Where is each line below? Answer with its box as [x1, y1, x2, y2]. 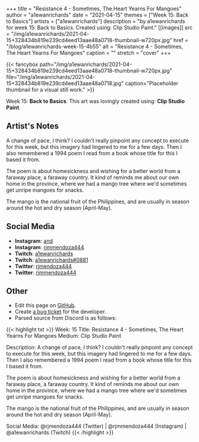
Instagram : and [14, 237, 53, 244]
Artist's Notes [6, 121, 59, 131]
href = [173, 37, 188, 43]
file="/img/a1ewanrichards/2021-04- [6, 74, 96, 80]
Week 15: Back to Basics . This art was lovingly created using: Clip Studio [6, 98, 185, 105]
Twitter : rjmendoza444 [14, 262, 72, 269]
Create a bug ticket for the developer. [14, 308, 107, 315]
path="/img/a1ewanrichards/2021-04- [39, 61, 132, 68]
